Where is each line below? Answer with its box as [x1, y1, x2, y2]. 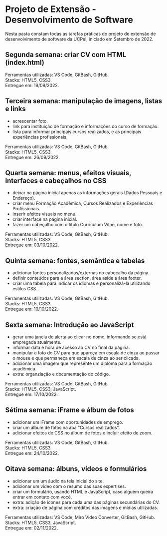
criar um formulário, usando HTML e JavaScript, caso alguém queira [12, 488, 154, 494]
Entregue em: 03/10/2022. [5, 242, 59, 248]
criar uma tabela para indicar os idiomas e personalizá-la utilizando [12, 280, 151, 286]
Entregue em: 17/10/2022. [5, 391, 58, 397]
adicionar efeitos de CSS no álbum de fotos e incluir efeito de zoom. [12, 429, 153, 436]
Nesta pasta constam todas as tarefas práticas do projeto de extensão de [5, 31, 156, 37]
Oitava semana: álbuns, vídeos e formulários [5, 464, 147, 473]
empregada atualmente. [12, 339, 62, 345]
